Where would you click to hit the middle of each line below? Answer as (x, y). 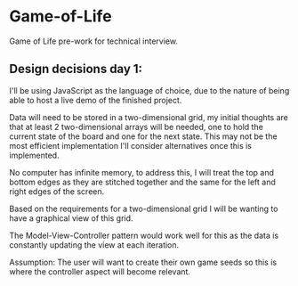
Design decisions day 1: (76, 69)
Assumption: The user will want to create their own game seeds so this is (143, 262)
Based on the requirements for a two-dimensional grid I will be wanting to (144, 208)
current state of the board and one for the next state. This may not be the (143, 136)
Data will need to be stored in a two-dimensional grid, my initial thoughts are (149, 117)
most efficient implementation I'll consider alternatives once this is (130, 145)
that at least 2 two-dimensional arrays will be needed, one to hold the (137, 127)
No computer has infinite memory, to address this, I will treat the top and (141, 172)
